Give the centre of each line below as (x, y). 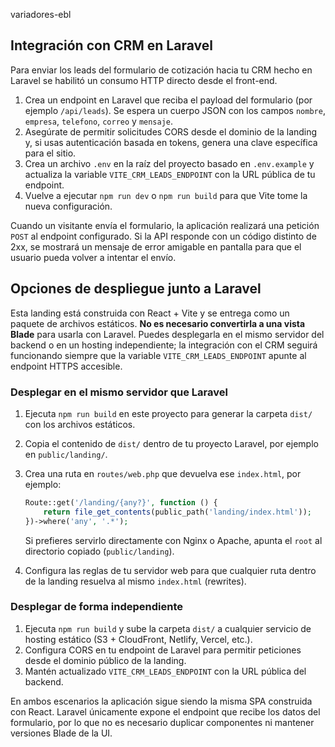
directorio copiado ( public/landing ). (99, 551)
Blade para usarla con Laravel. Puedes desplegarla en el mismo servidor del (167, 334)
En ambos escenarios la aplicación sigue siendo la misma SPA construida (161, 701)
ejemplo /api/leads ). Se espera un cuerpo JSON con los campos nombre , (175, 110)
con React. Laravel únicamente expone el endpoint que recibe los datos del (165, 711)
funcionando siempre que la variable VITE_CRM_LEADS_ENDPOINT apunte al (158, 355)
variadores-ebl (41, 14)
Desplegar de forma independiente (96, 607)
